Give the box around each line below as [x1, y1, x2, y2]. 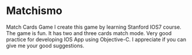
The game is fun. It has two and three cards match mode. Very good [6, 29, 172, 36]
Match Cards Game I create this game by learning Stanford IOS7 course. [6, 23, 181, 30]
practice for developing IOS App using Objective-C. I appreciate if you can [6, 36, 187, 43]
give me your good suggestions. [6, 42, 84, 49]
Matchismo [6, 4, 63, 18]
